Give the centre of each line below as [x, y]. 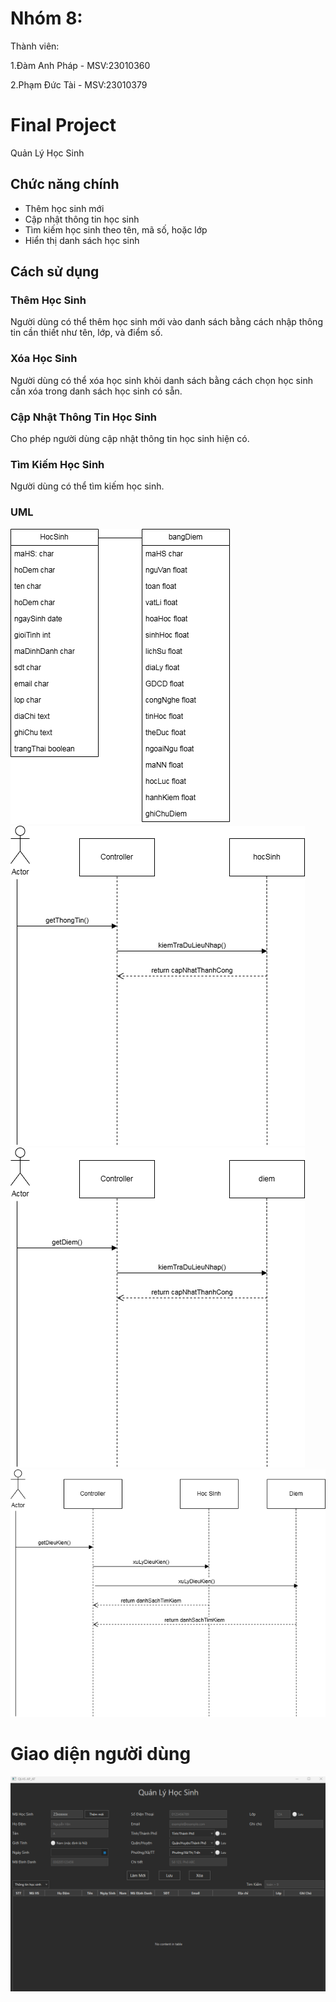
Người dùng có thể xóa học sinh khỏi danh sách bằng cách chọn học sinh [161, 380]
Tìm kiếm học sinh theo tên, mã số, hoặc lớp [116, 229]
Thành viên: [35, 46]
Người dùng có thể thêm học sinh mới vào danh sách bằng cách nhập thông [166, 322]
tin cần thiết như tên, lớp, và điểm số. [86, 333]
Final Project [63, 125]
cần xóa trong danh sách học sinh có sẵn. [96, 391]
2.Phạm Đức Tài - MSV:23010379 [79, 84]
